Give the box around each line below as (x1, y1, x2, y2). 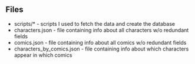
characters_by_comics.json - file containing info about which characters (14, 45, 189, 52)
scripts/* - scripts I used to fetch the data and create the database (14, 20, 175, 27)
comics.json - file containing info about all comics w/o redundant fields (14, 39, 187, 46)
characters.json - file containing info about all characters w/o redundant (14, 26, 189, 33)
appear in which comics (14, 51, 72, 58)
